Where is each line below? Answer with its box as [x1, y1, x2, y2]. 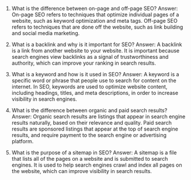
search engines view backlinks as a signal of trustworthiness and [11, 54, 169, 60]
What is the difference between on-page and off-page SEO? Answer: [11, 5, 178, 12]
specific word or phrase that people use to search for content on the [11, 77, 176, 84]
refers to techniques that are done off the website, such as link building [11, 23, 183, 30]
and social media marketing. [11, 30, 80, 37]
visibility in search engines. [11, 96, 77, 103]
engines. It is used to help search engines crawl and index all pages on [11, 161, 182, 168]
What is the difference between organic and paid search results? [11, 107, 168, 114]
